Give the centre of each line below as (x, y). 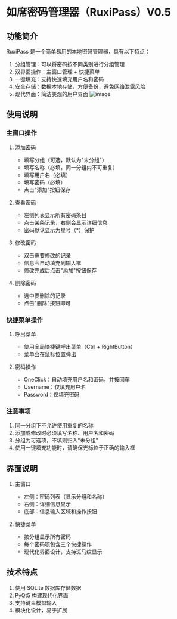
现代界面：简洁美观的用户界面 (51, 94)
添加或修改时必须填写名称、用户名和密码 (64, 433)
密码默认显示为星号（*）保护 (59, 230)
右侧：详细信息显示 (47, 504)
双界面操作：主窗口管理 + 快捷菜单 (57, 72)
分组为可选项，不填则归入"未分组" (56, 440)
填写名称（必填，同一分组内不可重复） (71, 167)
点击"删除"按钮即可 (47, 303)
